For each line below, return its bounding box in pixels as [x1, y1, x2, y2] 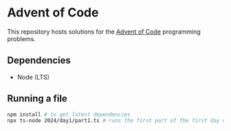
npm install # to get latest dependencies [7, 111, 131, 118]
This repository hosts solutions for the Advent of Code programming [7, 27, 201, 36]
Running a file [7, 93, 67, 104]
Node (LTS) [16, 73, 50, 81]
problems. [7, 34, 36, 43]
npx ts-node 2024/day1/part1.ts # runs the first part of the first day [7, 117, 220, 124]
